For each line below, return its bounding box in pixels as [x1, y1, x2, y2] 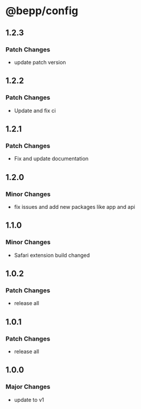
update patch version [14, 58, 66, 66]
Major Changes [5, 382, 51, 391]
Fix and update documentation [14, 155, 89, 162]
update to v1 [14, 396, 44, 403]
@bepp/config [5, 4, 78, 18]
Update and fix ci [14, 107, 56, 114]
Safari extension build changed [14, 251, 90, 259]
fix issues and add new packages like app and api [14, 203, 135, 210]
